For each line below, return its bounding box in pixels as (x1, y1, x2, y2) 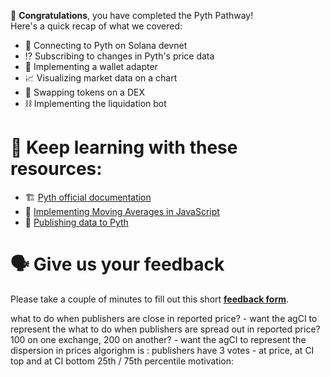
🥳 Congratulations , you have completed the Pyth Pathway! (10, 10, 254, 21)
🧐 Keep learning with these (10, 136, 238, 159)
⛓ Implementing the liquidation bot (24, 98, 167, 109)
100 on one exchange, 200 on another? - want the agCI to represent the (10, 333, 307, 345)
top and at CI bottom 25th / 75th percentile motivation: (10, 355, 235, 367)
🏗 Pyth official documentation (24, 191, 152, 203)
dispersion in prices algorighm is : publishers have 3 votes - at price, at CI (10, 344, 315, 356)
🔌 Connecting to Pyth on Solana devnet (24, 40, 188, 51)
